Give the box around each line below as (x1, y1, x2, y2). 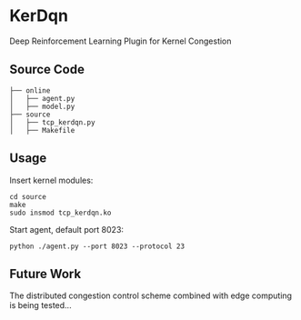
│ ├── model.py (9, 102, 75, 111)
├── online (9, 85, 51, 95)
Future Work (9, 265, 82, 282)
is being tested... (9, 300, 72, 311)
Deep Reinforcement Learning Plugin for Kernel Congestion (9, 35, 232, 46)
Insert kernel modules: (9, 175, 94, 185)
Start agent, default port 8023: (9, 224, 125, 235)
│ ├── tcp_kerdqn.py (9, 117, 95, 127)
